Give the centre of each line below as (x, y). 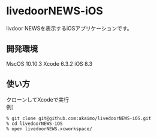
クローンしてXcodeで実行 (38, 99)
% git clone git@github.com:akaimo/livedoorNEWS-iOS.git (79, 118)
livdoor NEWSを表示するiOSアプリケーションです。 (70, 28)
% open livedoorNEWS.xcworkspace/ (49, 129)
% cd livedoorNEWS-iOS (34, 124)
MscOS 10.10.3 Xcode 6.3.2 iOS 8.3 (49, 63)
